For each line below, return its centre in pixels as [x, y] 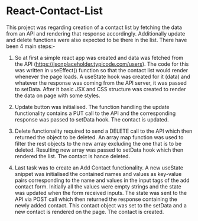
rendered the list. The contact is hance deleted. [72, 156]
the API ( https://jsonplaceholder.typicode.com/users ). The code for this [102, 64]
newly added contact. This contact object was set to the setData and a [101, 205]
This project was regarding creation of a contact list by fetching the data [94, 27]
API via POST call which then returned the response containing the [96, 199]
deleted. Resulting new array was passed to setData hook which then [99, 150]
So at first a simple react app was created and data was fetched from [99, 57]
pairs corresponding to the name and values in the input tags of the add [102, 180]
